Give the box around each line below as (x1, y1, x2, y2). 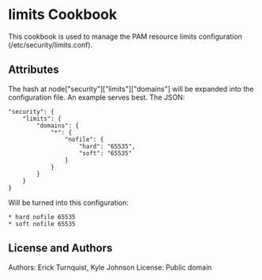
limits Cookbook (8, 6, 118, 24)
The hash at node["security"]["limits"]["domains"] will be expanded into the (8, 84, 254, 93)
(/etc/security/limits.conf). (8, 40, 93, 49)
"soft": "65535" (78, 149, 133, 157)
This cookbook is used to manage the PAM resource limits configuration (8, 32, 242, 41)
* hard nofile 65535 (8, 213, 77, 221)
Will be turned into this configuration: (8, 198, 129, 207)
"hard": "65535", (78, 142, 136, 150)
